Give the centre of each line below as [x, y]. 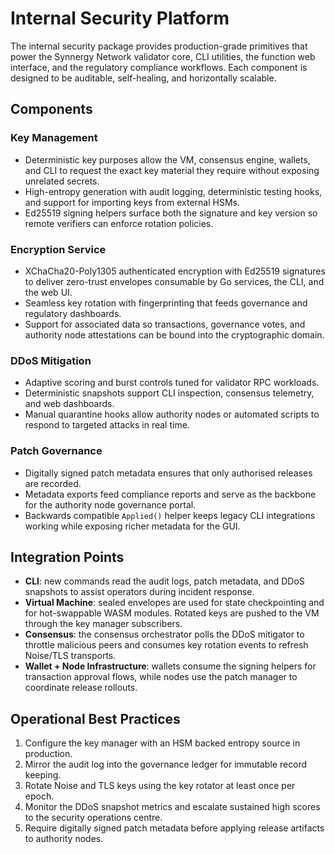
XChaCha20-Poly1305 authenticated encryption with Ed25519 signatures [175, 271]
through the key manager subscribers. [103, 624]
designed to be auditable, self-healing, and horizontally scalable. [143, 78]
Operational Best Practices [95, 718]
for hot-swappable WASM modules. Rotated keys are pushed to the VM [172, 613]
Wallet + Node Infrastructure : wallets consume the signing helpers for [170, 666]
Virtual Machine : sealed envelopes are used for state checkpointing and [174, 603]
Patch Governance [56, 451]
